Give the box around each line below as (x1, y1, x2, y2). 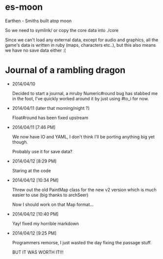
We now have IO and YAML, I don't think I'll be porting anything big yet (12, 133, 155, 139)
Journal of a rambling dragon (5, 65, 126, 76)
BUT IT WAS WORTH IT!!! (12, 249, 64, 255)
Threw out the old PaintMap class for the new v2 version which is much (12, 187, 157, 193)
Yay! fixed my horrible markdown (12, 221, 79, 227)
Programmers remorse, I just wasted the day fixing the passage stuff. (12, 239, 152, 245)
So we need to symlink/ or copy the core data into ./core (5, 27, 119, 33)
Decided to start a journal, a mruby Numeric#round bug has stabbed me (12, 90, 158, 96)
